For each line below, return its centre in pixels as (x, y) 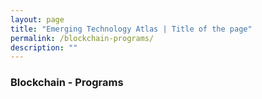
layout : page (37, 19)
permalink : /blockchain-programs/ (82, 38)
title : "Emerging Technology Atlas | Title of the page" (131, 29)
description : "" (44, 47)
